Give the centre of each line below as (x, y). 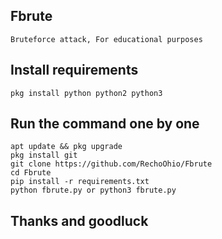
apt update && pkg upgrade (66, 147)
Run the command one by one (105, 124)
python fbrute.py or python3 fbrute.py (93, 190)
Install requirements (74, 70)
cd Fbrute (31, 173)
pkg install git (44, 155)
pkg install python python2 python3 (86, 93)
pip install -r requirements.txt (80, 182)
